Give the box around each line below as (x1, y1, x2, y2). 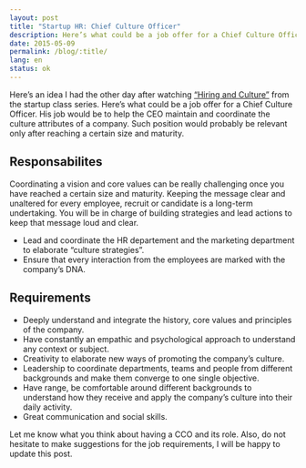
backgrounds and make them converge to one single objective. (22, 372, 260, 383)
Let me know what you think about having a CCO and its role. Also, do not (9, 429, 287, 440)
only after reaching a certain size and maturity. (9, 127, 185, 138)
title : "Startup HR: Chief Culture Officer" (9, 22, 181, 31)
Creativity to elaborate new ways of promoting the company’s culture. (22, 352, 285, 364)
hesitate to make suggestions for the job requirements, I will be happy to (9, 438, 280, 449)
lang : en (9, 56, 43, 65)
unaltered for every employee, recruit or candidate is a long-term (9, 198, 253, 209)
